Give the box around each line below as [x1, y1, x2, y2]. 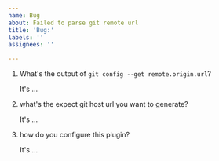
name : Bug [8, 11, 41, 20]
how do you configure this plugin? [19, 130, 130, 140]
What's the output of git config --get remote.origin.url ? [19, 69, 212, 79]
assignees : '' [8, 41, 55, 49]
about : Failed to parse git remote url [8, 19, 139, 27]
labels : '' [8, 33, 44, 42]
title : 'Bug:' [8, 26, 55, 34]
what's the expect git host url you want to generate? [19, 100, 188, 109]
